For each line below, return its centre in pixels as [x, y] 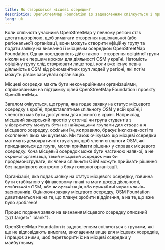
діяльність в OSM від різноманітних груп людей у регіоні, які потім [75, 69]
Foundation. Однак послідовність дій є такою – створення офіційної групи [82, 54]
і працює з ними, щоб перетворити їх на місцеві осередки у [68, 237]
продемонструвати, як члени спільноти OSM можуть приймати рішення [81, 162]
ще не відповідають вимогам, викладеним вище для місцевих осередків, [82, 232]
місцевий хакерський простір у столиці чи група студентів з [68, 120]
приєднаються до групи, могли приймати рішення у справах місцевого [80, 146]
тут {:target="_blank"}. [27, 218]
